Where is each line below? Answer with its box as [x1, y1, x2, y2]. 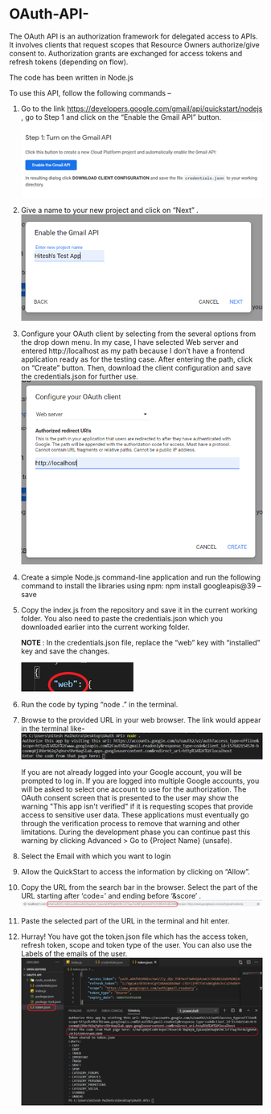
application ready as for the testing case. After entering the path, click [20, 354, 253, 364]
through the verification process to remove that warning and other [20, 818, 240, 828]
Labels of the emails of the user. [20, 948, 128, 958]
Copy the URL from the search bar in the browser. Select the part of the [20, 882, 258, 892]
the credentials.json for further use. [20, 371, 139, 382]
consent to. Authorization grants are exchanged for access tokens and [9, 48, 243, 58]
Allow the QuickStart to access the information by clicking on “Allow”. [20, 866, 250, 876]
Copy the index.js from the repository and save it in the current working [20, 605, 258, 615]
